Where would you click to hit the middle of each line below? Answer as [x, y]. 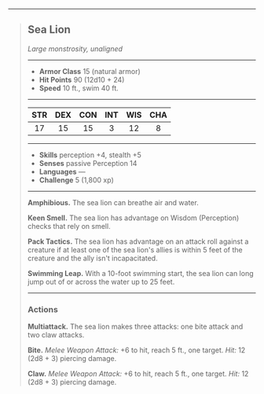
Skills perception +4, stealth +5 [90, 155]
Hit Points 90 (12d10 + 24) [82, 79]
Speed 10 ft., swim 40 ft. [79, 88]
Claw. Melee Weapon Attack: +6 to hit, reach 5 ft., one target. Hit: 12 [138, 374]
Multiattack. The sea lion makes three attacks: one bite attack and [135, 326]
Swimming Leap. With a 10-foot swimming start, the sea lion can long [140, 273]
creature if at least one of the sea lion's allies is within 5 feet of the [135, 249]
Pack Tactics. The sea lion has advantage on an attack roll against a [138, 241]
